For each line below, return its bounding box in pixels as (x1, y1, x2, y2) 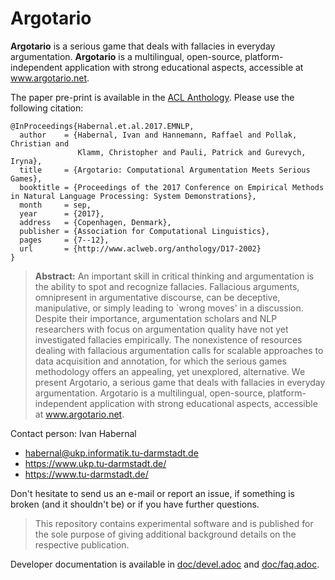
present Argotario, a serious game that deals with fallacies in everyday (34, 376, 326, 388)
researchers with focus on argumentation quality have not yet (34, 323, 289, 335)
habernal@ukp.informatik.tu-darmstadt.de (24, 447, 199, 459)
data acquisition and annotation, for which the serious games (34, 355, 287, 367)
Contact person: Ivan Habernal (10, 427, 137, 439)
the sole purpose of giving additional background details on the (34, 528, 297, 540)
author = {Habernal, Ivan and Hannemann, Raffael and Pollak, (19, 130, 298, 140)
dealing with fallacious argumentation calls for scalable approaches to (34, 344, 324, 356)
